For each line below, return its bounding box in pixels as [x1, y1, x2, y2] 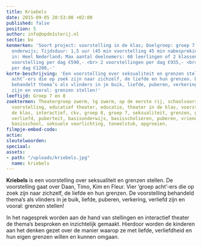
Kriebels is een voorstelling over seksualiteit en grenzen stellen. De [6, 177, 173, 184]
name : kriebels [11, 160, 50, 166]
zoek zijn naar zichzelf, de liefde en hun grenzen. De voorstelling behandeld [6, 189, 194, 197]
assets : [6, 149, 26, 155]
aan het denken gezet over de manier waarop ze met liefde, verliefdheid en [6, 227, 192, 234]
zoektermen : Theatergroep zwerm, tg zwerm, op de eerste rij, [6, 98, 165, 104]
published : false [6, 20, 50, 26]
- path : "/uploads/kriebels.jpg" [6, 154, 90, 160]
